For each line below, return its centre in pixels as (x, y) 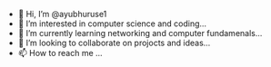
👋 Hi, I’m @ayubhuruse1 (62, 14)
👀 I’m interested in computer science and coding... (112, 24)
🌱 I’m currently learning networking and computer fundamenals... (140, 33)
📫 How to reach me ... (60, 53)
